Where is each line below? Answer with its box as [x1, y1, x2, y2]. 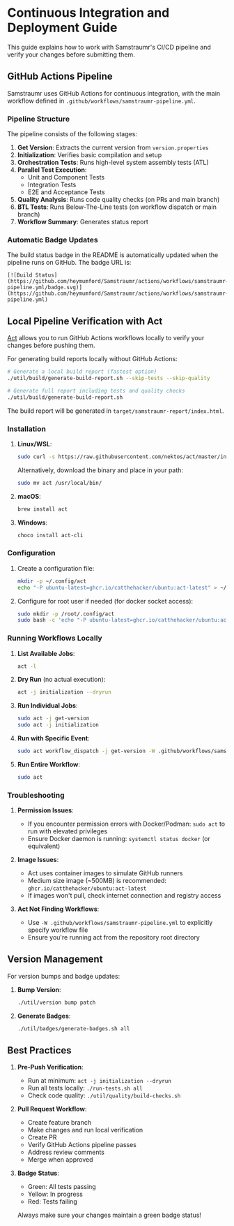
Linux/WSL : [17, 439, 52, 448]
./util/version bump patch [17, 999, 96, 1006]
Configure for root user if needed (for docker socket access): [17, 597, 194, 605]
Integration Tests [27, 180, 77, 189]
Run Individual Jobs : [17, 701, 78, 710]
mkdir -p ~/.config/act [17, 578, 87, 585]
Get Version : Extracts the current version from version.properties [17, 143, 209, 152]
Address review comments [27, 1148, 104, 1157]
